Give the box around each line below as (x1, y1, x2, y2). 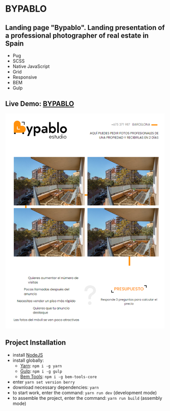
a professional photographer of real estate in (5, 31, 149, 40)
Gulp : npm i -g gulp (20, 368, 62, 374)
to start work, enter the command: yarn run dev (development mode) (12, 389, 157, 396)
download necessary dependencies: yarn (12, 384, 99, 390)
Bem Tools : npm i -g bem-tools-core (20, 373, 97, 380)
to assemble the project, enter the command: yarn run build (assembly (12, 395, 162, 401)
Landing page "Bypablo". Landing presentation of (5, 23, 165, 32)
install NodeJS (12, 352, 43, 358)
